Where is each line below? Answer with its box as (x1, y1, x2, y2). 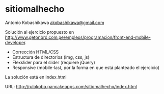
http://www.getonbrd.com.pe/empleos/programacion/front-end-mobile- (5, 34, 151, 40)
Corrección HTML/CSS (12, 49, 59, 55)
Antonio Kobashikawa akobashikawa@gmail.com (5, 20, 105, 25)
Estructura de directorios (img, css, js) (12, 54, 90, 60)
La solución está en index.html (5, 74, 67, 80)
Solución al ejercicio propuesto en (5, 29, 74, 35)
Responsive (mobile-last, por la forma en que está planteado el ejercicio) (12, 65, 160, 70)
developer (5, 39, 26, 45)
